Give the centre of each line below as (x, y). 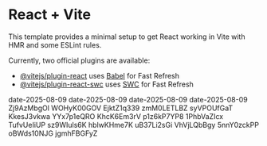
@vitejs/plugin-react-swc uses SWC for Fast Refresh (106, 84)
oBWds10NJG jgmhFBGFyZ (53, 133)
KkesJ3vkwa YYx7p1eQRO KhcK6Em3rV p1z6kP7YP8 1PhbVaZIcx (116, 116)
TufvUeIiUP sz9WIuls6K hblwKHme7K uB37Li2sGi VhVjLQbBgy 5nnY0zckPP (133, 125)
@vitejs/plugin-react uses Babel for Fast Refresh (100, 75)
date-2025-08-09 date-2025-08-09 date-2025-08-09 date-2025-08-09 (128, 99)
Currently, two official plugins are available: (79, 60)
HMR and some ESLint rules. (55, 44)
